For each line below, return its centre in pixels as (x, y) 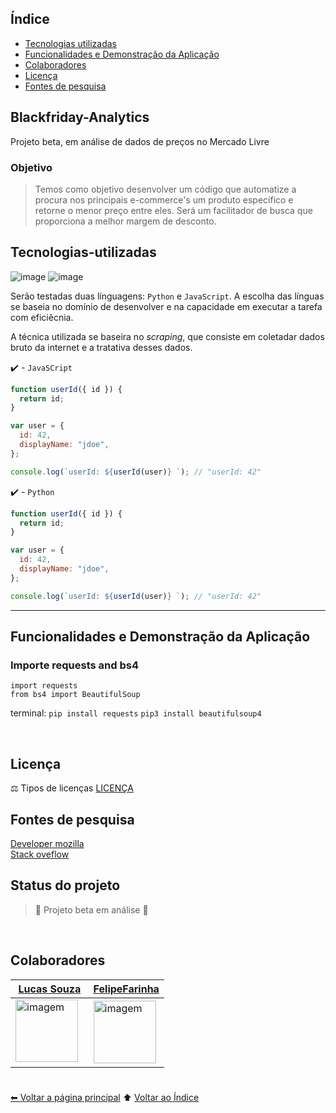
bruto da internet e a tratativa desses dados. (101, 347)
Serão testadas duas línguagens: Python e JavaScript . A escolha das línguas (167, 296)
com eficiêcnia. (42, 317)
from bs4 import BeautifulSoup (75, 695)
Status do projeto (65, 885)
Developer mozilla (47, 844)
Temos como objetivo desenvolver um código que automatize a (165, 189)
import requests (44, 686)
